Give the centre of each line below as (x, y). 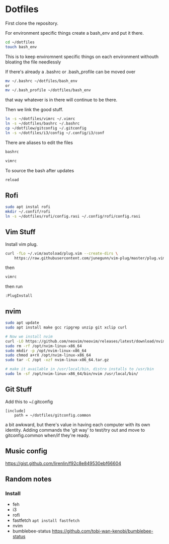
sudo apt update (22, 323)
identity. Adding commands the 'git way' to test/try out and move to (75, 430)
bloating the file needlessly (33, 62)
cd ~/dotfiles (20, 42)
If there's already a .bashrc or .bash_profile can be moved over (70, 72)
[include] (16, 411)
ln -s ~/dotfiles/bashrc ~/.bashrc (43, 124)
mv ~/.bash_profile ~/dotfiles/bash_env (48, 90)
